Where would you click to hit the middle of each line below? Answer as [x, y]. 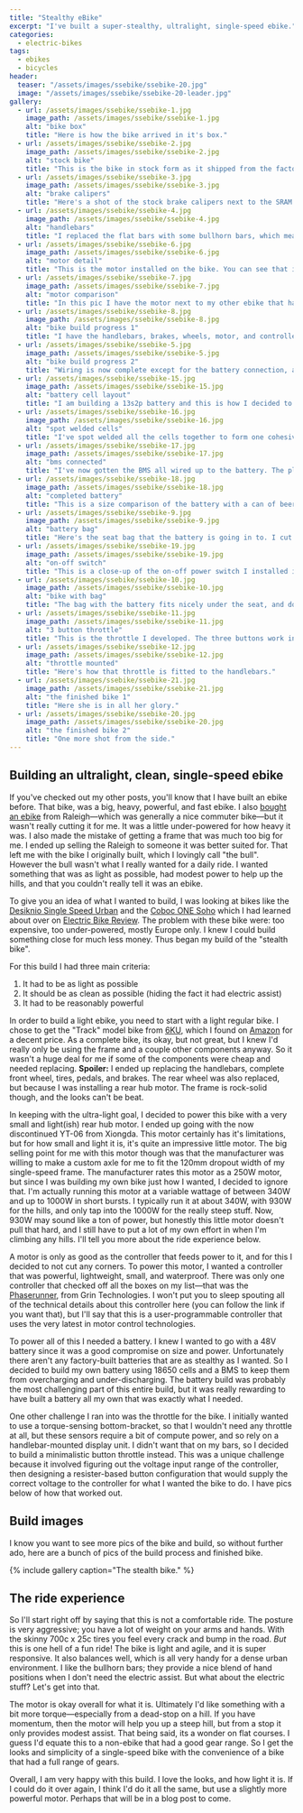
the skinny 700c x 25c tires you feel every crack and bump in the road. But [148, 1639]
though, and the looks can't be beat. [77, 1097]
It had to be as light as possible [80, 983]
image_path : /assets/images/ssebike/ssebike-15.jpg [124, 387]
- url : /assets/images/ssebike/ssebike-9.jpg [105, 512]
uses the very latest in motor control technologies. [103, 1323]
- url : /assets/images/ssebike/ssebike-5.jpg [105, 345]
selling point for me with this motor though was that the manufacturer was [147, 1153]
